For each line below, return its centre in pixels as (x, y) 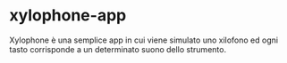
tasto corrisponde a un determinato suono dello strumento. (118, 49)
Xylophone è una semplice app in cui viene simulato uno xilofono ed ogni (144, 40)
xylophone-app (68, 16)
